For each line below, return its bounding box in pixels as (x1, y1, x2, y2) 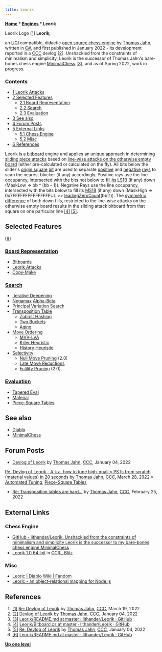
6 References (12, 141, 40, 147)
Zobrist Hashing (19, 314, 52, 320)
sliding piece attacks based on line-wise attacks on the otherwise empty (5, 156, 151, 162)
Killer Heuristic (19, 340, 49, 346)
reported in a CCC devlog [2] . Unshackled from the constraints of (5, 50, 137, 56)
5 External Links (12, 126, 45, 132)
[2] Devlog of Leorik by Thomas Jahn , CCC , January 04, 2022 (12, 611, 138, 617)
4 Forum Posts (12, 120, 42, 126)
